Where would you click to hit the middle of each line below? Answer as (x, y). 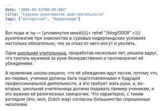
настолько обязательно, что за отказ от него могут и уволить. (71, 43)
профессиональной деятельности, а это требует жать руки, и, (71, 83)
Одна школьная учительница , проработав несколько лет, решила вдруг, (81, 53)
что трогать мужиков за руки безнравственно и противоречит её (74, 58)
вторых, (14, 89)
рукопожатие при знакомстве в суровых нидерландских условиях (76, 38)
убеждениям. (19, 63)
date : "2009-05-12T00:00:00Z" (36, 10)
